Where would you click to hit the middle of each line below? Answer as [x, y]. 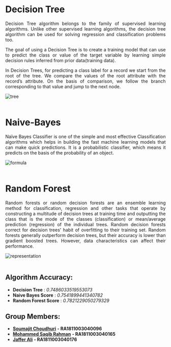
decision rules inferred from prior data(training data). [61, 60]
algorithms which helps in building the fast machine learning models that [85, 142]
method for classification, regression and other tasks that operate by [85, 208]
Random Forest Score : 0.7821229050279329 [61, 300]
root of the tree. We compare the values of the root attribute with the [85, 75]
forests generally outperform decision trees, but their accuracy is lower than [85, 235]
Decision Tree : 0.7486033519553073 [52, 289]
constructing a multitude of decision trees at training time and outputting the [85, 213]
